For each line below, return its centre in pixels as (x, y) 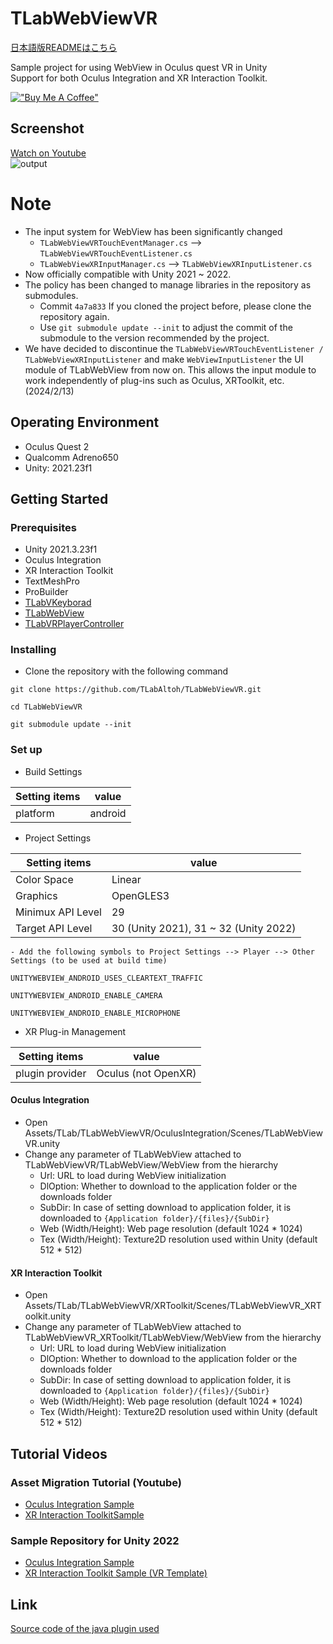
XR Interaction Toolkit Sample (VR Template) (116, 1573)
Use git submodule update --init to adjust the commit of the (166, 327)
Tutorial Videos (59, 1453)
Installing (33, 650)
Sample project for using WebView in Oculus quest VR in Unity (139, 67)
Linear (126, 879)
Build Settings (53, 771)
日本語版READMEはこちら (64, 47)
